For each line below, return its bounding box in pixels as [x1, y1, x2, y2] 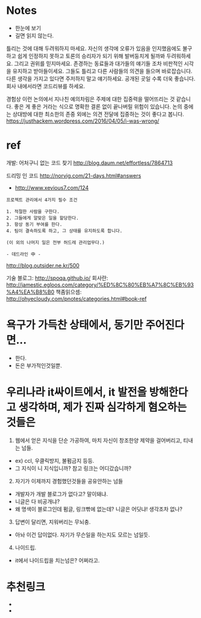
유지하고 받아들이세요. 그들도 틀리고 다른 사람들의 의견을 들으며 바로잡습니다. [12, 67, 193, 74]
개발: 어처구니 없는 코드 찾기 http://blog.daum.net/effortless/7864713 [6, 159, 173, 166]
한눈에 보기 [14, 24, 42, 31]
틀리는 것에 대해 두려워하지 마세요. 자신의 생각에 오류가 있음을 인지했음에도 [6, 45, 182, 52]
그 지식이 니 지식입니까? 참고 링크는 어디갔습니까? [14, 465, 132, 472]
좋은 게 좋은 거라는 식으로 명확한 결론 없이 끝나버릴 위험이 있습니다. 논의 [14, 103, 182, 110]
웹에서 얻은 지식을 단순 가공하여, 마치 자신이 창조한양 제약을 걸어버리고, [14, 436, 182, 444]
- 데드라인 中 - [6, 251, 41, 257]
